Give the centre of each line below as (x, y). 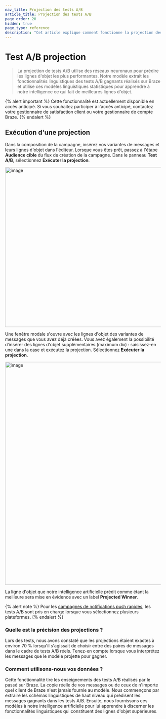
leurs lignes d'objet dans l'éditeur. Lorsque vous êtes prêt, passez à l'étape (82, 150)
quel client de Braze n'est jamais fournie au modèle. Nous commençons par (82, 690)
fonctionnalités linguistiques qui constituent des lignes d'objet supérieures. (81, 711)
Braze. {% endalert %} (28, 117)
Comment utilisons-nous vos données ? (54, 669)
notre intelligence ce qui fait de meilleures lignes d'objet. (75, 91)
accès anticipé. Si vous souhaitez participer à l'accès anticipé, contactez (79, 106)
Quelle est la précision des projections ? (54, 630)
